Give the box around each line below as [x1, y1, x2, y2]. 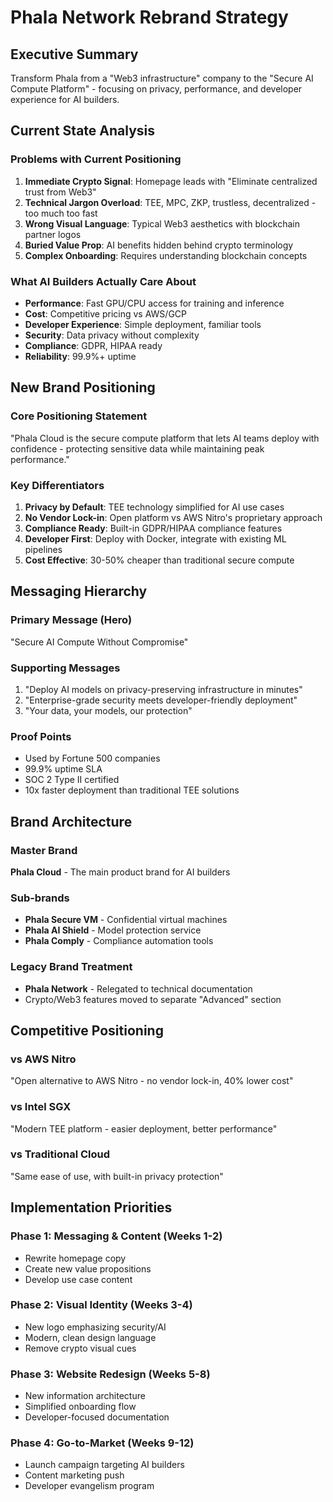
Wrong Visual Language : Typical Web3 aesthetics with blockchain [24, 217, 300, 230]
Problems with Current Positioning [10, 152, 182, 166]
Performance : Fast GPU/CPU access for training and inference [24, 297, 285, 309]
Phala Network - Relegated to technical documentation [24, 982, 253, 995]
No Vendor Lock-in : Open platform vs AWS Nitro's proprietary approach [24, 511, 323, 523]
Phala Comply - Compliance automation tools [24, 935, 214, 947]
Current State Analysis [10, 122, 156, 140]
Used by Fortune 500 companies [24, 752, 161, 765]
